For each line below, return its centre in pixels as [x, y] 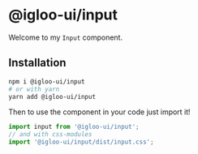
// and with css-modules [50, 135]
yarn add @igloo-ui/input [52, 96]
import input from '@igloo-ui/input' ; [74, 127]
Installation [37, 63]
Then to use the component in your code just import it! [99, 112]
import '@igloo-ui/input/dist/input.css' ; [81, 142]
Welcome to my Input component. [66, 37]
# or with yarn [34, 89]
